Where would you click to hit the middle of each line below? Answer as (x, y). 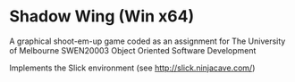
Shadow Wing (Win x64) (102, 16)
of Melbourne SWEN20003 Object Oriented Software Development (133, 50)
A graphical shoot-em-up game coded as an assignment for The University (147, 41)
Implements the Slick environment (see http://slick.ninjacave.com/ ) (132, 68)
